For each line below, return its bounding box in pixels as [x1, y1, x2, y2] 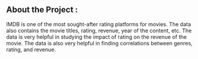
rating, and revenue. [6, 46, 56, 53]
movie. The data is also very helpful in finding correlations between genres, [6, 39, 193, 46]
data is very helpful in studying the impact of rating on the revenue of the [6, 33, 187, 41]
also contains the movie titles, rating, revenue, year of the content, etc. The [6, 27, 192, 34]
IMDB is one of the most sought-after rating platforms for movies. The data [6, 20, 191, 27]
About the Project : [6, 5, 78, 15]
